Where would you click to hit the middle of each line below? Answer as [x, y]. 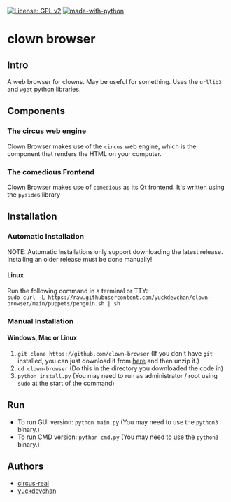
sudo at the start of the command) [66, 383]
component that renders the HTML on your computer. [85, 153]
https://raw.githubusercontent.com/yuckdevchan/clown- [129, 298]
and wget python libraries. [44, 89]
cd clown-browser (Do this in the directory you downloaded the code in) [120, 368]
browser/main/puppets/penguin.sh [56, 304]
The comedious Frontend [51, 172]
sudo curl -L [26, 298]
